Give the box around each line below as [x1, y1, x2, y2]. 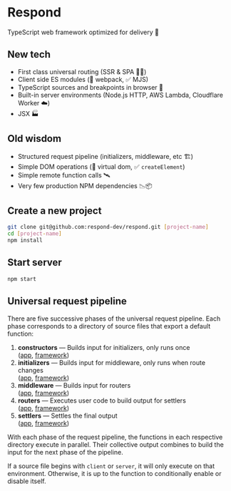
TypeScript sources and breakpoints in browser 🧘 [17, 83, 164, 91]
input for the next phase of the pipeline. [7, 448, 123, 456]
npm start [7, 275, 37, 282]
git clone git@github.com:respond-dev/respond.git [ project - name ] [7, 224, 209, 231]
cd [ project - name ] [7, 230, 62, 237]
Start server [7, 257, 62, 269]
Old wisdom [7, 133, 62, 145]
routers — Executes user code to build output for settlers [17, 396, 187, 405]
